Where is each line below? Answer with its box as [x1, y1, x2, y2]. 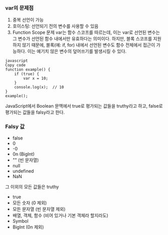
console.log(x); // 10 [14, 85, 64, 90]
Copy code [5, 63, 26, 68]
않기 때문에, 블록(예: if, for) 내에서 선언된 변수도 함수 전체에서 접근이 [22, 42, 155, 48]
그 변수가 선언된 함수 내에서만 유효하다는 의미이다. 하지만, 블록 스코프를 [12, 36, 152, 42]
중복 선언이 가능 [12, 17, 44, 23]
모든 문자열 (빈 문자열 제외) [12, 206, 66, 212]
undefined [12, 168, 34, 174]
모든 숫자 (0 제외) [12, 200, 47, 206]
